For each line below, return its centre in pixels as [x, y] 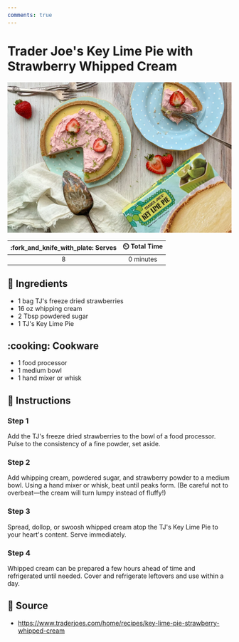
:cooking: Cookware [53, 346]
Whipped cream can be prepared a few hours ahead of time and [101, 568]
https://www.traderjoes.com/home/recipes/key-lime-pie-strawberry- [118, 623]
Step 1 [18, 421]
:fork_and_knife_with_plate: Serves [64, 247]
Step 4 [19, 553]
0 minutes [143, 259]
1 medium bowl [39, 371]
